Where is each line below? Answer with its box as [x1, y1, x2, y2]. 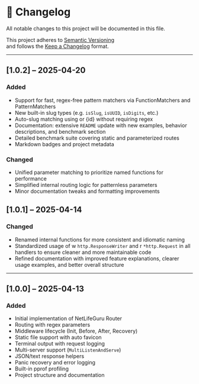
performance [14, 175, 47, 182]
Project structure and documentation [14, 372, 105, 379]
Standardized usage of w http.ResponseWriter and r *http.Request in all [14, 242, 191, 249]
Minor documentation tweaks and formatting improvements [14, 188, 160, 195]
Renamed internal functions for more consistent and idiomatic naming [14, 236, 185, 243]
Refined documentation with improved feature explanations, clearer [14, 254, 179, 262]
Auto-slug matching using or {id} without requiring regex [14, 115, 153, 122]
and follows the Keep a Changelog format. [6, 43, 110, 50]
